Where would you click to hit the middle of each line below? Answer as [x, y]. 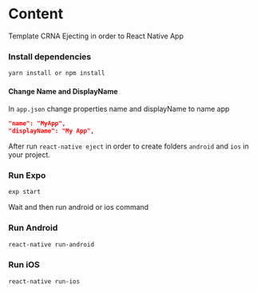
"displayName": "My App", [51, 131]
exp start [25, 192]
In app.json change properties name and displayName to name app [119, 109]
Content [36, 14]
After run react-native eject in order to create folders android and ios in [128, 146]
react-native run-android [51, 244]
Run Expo [27, 175]
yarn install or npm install [57, 73]
